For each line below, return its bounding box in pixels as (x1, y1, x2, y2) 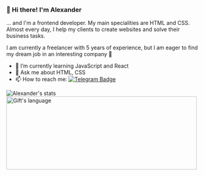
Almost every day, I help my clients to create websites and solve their (6, 26, 180, 33)
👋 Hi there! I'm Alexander (6, 5, 82, 14)
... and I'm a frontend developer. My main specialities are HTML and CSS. (6, 19, 190, 27)
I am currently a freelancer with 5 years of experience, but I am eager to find (6, 44, 198, 51)
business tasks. (6, 32, 46, 40)
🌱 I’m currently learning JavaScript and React (15, 62, 129, 69)
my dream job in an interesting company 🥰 (6, 51, 113, 58)
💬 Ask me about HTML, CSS (15, 69, 86, 76)
